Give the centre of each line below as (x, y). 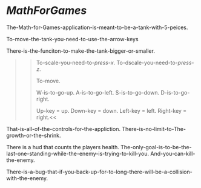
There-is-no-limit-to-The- (154, 129)
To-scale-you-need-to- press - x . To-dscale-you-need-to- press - (115, 62)
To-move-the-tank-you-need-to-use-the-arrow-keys (72, 39)
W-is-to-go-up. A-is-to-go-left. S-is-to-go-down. (98, 92)
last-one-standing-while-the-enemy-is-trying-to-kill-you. (78, 153)
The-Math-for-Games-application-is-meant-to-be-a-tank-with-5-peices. (97, 27)
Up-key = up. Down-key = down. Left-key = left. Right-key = (111, 110)
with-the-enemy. (27, 178)
